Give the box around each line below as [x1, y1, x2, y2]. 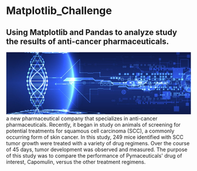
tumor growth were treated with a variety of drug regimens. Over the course [6, 139, 190, 146]
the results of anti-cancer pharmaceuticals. [6, 36, 169, 46]
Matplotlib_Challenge [6, 4, 113, 18]
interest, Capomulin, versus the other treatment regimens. [6, 158, 146, 165]
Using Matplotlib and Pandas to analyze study [6, 27, 178, 37]
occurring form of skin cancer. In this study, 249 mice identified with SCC [6, 133, 184, 141]
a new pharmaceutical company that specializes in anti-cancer [6, 115, 158, 122]
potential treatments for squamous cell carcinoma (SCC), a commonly [6, 127, 175, 134]
